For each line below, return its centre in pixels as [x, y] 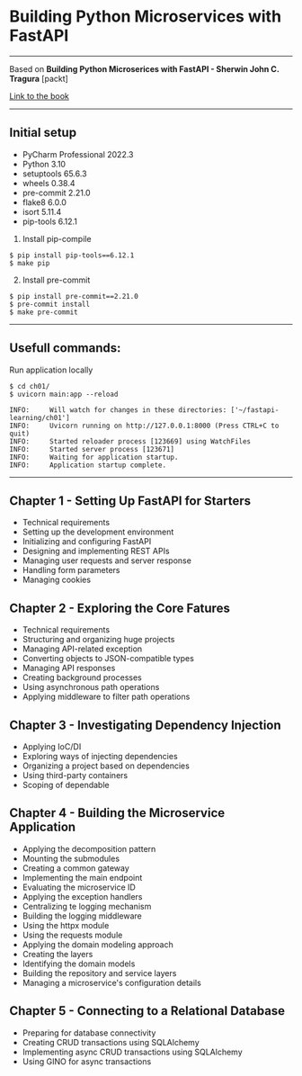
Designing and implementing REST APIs [96, 551]
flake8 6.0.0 [44, 202]
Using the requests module [72, 935]
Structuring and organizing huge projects [98, 640]
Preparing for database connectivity [89, 1033]
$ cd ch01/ [30, 386]
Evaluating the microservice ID [79, 887]
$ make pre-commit [44, 312]
